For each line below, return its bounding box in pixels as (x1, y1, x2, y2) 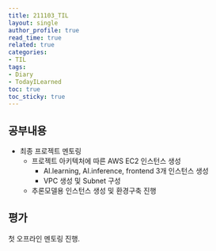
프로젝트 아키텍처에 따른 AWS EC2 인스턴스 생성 (31, 156, 182, 166)
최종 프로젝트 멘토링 (19, 146, 81, 156)
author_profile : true (8, 26, 80, 34)
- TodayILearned (8, 78, 62, 86)
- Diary (8, 70, 34, 78)
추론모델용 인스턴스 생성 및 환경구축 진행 (31, 186, 157, 196)
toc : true (8, 85, 41, 93)
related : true (8, 41, 55, 49)
